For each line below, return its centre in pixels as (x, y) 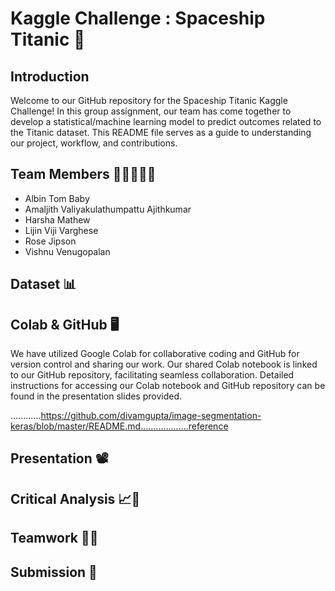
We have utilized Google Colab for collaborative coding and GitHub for (155, 354)
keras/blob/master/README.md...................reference (119, 426)
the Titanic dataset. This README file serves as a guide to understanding (161, 132)
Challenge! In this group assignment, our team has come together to (151, 111)
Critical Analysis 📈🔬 (75, 498)
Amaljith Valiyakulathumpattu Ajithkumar (108, 209)
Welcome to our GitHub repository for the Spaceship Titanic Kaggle (149, 100)
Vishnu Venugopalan (67, 251)
